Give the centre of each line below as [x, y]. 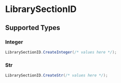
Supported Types [33, 28]
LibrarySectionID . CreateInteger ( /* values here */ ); [61, 52]
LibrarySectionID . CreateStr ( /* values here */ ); [57, 75]
